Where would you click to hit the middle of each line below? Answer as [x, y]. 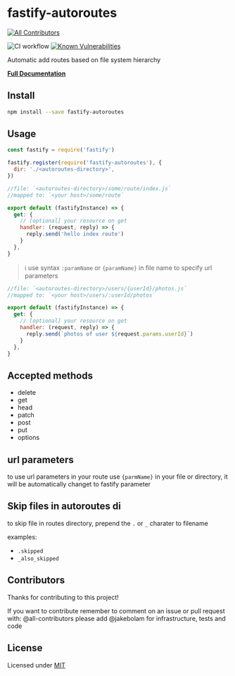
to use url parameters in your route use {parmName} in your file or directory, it [118, 477]
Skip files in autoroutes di [64, 506]
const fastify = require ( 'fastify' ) [61, 150]
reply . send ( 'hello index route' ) [75, 234]
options [28, 438]
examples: [22, 536]
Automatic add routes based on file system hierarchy [84, 60]
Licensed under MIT [36, 665]
